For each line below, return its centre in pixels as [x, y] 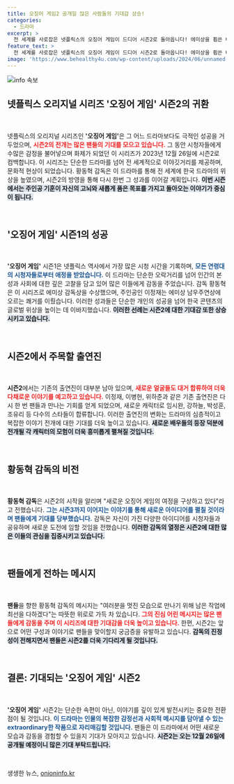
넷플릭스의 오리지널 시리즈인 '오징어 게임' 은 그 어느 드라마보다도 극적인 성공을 [112, 136]
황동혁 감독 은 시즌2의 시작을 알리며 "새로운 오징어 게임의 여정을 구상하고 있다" [113, 501]
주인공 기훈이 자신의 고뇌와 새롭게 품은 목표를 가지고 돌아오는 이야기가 [119, 188]
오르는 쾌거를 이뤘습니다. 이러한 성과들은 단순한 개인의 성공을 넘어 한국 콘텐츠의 [115, 301]
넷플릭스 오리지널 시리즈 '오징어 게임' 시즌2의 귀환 [108, 104]
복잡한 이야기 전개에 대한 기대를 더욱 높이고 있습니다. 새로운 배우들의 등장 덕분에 [116, 423]
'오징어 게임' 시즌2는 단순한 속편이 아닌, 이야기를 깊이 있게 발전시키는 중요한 [110, 709]
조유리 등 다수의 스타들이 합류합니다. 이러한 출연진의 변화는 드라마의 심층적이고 [114, 414]
